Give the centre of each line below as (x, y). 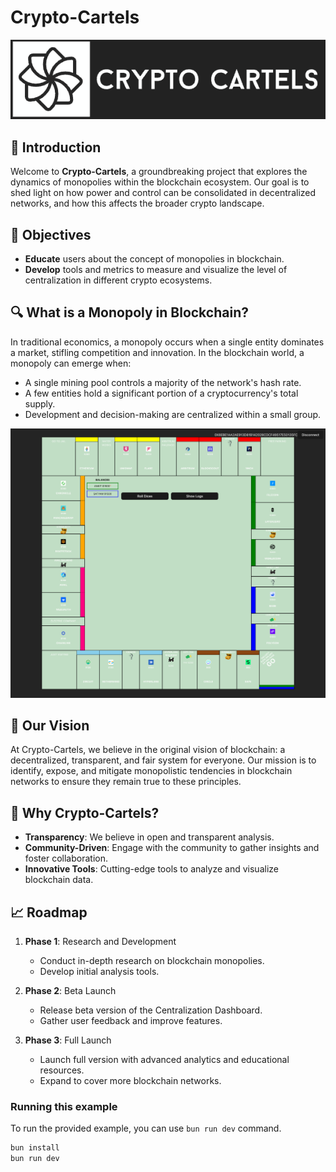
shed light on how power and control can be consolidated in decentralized (163, 193)
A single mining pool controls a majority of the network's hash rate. (163, 382)
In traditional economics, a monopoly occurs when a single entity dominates (167, 342)
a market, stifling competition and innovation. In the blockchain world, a (157, 352)
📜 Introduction (56, 147)
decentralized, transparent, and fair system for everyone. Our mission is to (163, 760)
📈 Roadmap (49, 912)
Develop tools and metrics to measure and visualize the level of (156, 270)
